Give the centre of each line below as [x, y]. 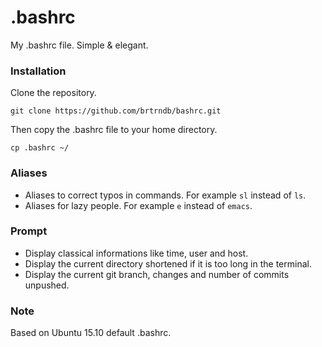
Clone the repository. [53, 93]
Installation [38, 71]
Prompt [29, 231]
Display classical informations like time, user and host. [136, 253]
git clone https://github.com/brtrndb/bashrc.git [116, 111]
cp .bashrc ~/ [40, 148]
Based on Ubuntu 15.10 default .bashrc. [91, 333]
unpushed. [47, 285]
